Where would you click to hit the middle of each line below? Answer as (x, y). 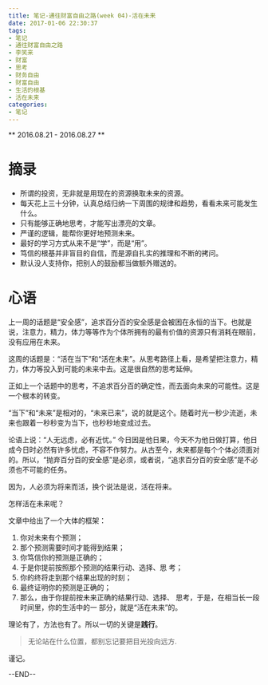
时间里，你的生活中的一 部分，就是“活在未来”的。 (101, 607)
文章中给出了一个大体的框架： (57, 521)
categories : (28, 105)
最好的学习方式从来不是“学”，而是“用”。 (85, 243)
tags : (17, 30)
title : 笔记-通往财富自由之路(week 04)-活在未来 (82, 16)
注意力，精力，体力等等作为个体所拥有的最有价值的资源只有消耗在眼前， (141, 331)
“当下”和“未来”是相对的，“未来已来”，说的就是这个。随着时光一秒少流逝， (129, 413)
